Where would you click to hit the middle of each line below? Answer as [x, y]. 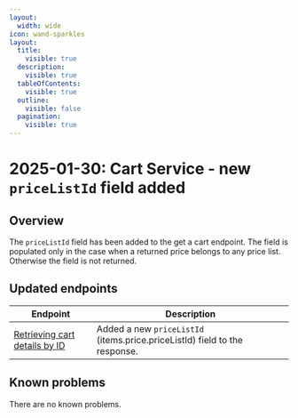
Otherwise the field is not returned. [73, 261]
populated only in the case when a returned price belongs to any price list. [145, 251]
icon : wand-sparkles [47, 34]
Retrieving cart [44, 334]
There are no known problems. [65, 404]
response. [118, 350]
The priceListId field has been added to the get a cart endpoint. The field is [149, 242]
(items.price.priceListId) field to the [170, 340]
